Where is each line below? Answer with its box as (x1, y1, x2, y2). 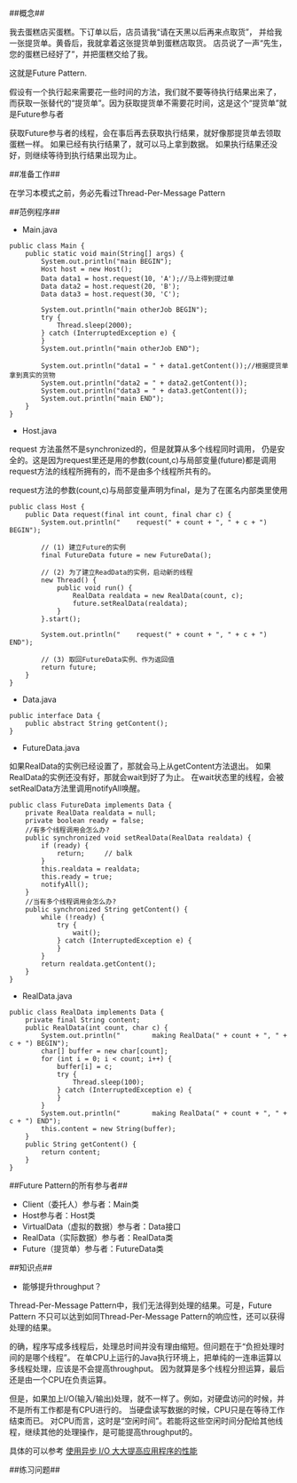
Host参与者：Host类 (21, 1210, 96, 1220)
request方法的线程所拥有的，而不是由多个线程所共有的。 (9, 466, 216, 476)
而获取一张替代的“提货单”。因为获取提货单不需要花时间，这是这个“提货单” (9, 98, 279, 108)
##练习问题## (9, 1464, 60, 1475)
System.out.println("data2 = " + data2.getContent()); (41, 379, 248, 387)
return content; (41, 1148, 101, 1157)
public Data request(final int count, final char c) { (25, 510, 232, 519)
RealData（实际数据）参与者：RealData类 (21, 1232, 174, 1242)
